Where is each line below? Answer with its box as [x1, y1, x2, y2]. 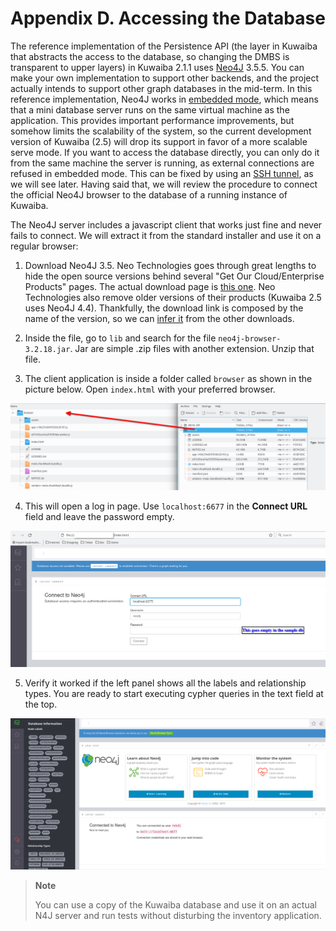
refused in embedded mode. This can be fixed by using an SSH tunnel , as [10, 167, 314, 179]
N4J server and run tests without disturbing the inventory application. [34, 909, 322, 921]
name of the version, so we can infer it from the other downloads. [24, 312, 295, 324]
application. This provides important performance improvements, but [10, 114, 295, 126]
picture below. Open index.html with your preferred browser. [24, 383, 276, 395]
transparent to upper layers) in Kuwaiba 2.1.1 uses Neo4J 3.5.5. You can [10, 61, 305, 73]
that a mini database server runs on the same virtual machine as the [10, 103, 290, 116]
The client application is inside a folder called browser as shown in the [24, 372, 313, 384]
